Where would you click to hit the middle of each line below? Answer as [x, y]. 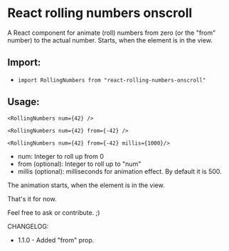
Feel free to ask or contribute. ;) [54, 212]
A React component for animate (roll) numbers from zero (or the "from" [112, 33]
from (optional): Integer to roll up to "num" [79, 164]
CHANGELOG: [28, 226]
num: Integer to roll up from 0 [61, 156]
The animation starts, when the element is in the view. [86, 185]
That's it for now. [32, 199]
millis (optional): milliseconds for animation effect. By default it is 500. [119, 171]
